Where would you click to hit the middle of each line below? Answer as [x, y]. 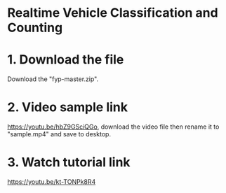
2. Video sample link [68, 107]
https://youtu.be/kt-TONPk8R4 [52, 182]
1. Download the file [66, 60]
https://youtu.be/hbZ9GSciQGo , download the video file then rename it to [113, 127]
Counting [35, 28]
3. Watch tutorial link [69, 163]
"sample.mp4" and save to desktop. [59, 134]
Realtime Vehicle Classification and [113, 13]
